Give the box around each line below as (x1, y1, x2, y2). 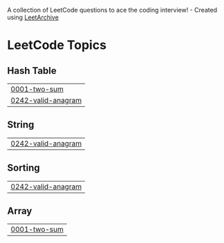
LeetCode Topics (7, 37, 107, 53)
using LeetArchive (7, 13, 59, 21)
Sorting (7, 162, 40, 174)
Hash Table (7, 65, 57, 77)
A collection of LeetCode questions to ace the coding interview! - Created (7, 6, 218, 14)
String (7, 119, 35, 130)
